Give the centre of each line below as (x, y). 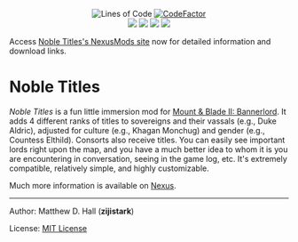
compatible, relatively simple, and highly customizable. (110, 168)
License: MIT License (48, 228)
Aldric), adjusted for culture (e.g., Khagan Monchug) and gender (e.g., (137, 130)
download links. (38, 51)
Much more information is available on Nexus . (93, 185)
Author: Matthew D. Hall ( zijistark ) (72, 211)
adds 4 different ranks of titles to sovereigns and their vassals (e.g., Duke (143, 121)
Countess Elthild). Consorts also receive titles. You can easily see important (147, 140)
